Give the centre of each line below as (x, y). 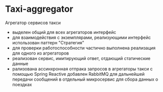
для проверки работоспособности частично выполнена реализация (84, 48)
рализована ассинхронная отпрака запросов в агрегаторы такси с (82, 69)
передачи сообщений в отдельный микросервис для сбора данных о (85, 79)
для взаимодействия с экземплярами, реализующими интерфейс (81, 37)
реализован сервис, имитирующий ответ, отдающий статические (81, 58)
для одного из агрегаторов (41, 53)
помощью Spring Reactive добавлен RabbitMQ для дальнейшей (78, 74)
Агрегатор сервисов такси (33, 23)
